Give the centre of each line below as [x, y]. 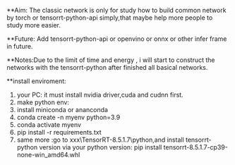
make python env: [43, 102]
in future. [20, 46]
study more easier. [34, 25]
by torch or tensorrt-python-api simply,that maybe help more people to [110, 18]
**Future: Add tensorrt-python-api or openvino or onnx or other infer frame [117, 39]
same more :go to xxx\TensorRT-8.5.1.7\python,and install [100, 140]
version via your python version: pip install [101, 147]
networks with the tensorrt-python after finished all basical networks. [107, 67]
